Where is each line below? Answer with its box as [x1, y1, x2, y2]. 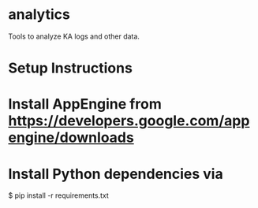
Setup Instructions [8, 59, 133, 77]
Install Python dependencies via [8, 165, 223, 183]
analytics [8, 6, 71, 24]
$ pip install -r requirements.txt [8, 191, 109, 200]
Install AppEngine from [8, 95, 162, 113]
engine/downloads [8, 128, 134, 147]
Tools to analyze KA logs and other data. [8, 32, 140, 41]
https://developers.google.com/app [8, 112, 250, 130]
